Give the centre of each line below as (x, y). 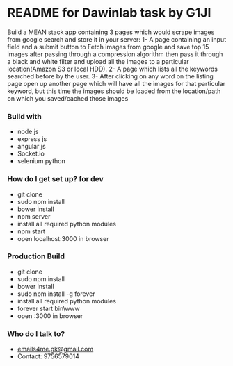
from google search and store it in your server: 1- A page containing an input (117, 39)
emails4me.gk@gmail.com (55, 349)
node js (28, 132)
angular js (32, 147)
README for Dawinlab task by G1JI (109, 13)
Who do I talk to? (36, 333)
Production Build (36, 256)
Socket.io (31, 153)
